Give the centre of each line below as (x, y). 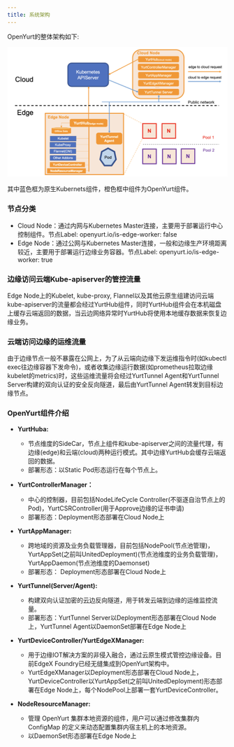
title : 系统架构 (29, 15)
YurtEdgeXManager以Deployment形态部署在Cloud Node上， (115, 672)
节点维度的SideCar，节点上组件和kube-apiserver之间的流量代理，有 (126, 443)
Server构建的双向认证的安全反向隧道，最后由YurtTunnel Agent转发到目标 (112, 384)
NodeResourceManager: (54, 704)
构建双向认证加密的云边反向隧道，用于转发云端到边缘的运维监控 (119, 600)
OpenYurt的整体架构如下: (43, 36)
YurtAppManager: (44, 531)
